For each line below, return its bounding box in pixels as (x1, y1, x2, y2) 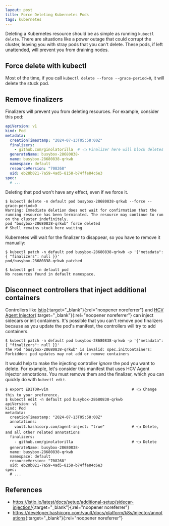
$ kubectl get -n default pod (5, 267, 69, 272)
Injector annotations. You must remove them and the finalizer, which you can (5, 371, 164, 377)
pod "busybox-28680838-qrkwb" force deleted (5, 221, 100, 226)
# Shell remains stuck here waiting (5, 226, 82, 231)
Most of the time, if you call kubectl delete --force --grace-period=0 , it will (5, 75, 164, 81)
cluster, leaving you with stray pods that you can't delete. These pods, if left (5, 42, 163, 48)
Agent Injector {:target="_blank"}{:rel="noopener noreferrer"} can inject (5, 312, 154, 318)
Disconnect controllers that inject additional (5, 286, 146, 294)
